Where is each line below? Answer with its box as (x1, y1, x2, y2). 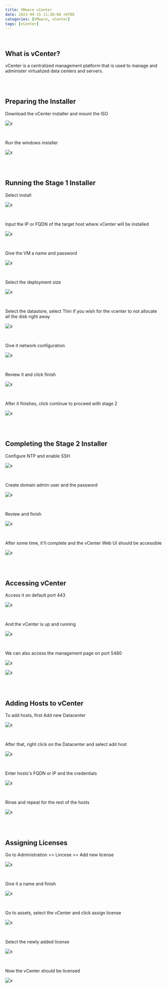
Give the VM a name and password (5, 250, 77, 256)
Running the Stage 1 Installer (5, 179, 96, 187)
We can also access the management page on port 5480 (5, 650, 122, 657)
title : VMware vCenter (5, 7, 52, 12)
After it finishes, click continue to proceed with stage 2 (5, 400, 118, 406)
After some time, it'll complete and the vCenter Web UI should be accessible (5, 540, 162, 546)
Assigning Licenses (5, 838, 68, 847)
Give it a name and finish (5, 881, 56, 887)
